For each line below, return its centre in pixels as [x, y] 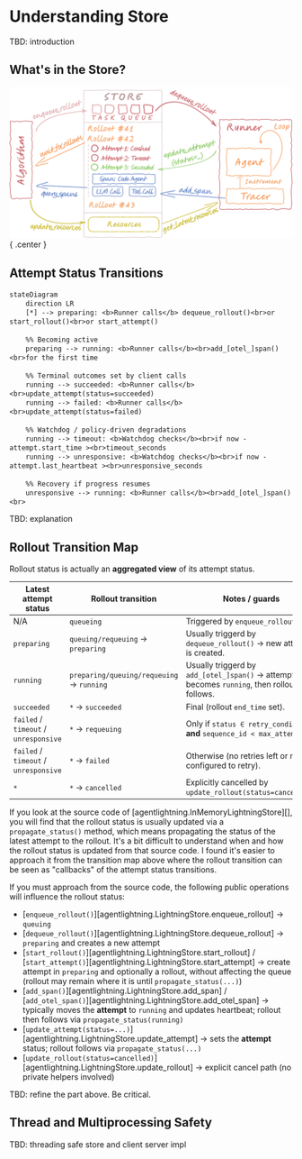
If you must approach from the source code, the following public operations [149, 887]
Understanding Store [89, 17]
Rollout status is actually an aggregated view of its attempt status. [132, 569]
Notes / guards [252, 598]
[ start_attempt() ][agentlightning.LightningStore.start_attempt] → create [156, 962]
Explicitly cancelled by [227, 782]
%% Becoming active [62, 340]
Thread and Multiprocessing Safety [111, 1122]
